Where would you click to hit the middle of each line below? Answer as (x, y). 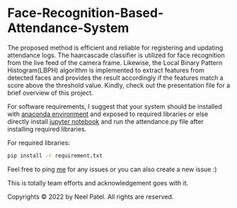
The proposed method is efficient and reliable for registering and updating (115, 47)
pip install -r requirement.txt (55, 156)
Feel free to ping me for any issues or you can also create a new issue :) (112, 169)
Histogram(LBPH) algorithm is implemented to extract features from (106, 70)
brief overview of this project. (50, 93)
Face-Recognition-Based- (86, 13)
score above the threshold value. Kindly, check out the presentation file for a (119, 85)
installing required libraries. (47, 129)
